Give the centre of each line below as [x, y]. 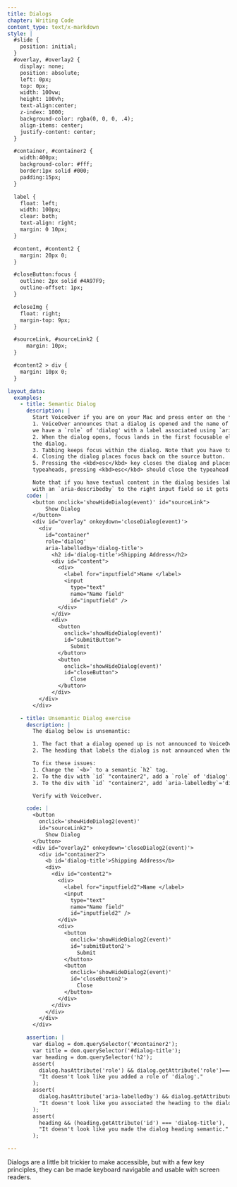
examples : [28, 398]
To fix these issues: [65, 763]
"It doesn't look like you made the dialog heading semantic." [134, 1129]
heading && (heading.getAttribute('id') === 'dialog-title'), [132, 1123]
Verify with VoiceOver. [67, 796]
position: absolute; [50, 73]
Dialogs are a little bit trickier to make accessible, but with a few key [106, 1162]
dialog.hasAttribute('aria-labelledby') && [104, 1097]
